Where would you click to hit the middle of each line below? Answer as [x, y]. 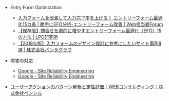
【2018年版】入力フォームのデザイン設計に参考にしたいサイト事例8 [90, 43]
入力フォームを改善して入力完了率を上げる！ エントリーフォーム [86, 18]
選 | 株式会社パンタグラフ [45, 50]
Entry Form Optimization [36, 7]
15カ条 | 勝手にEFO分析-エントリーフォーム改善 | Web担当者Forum [93, 24]
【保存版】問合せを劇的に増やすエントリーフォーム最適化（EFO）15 [90, 31]
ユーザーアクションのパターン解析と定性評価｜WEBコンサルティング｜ [85, 87]
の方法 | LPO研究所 [38, 37]
